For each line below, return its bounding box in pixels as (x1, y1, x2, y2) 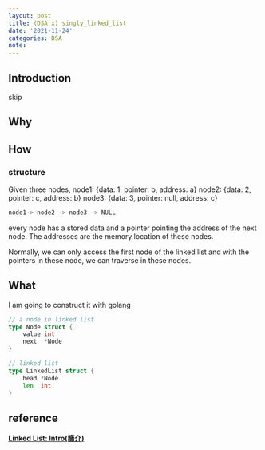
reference (8, 411, 58, 424)
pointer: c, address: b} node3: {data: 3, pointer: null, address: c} (8, 193, 218, 203)
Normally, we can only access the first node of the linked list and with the (8, 247, 250, 257)
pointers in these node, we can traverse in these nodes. (8, 255, 192, 265)
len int (22, 381, 52, 390)
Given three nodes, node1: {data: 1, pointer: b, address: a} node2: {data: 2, (8, 185, 251, 194)
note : (8, 42, 26, 50)
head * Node (22, 374, 59, 382)
